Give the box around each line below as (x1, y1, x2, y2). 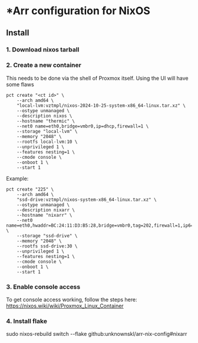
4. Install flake (6, 317, 47, 325)
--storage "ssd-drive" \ (16, 233, 78, 239)
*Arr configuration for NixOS (6, 4, 150, 18)
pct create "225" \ (6, 186, 54, 192)
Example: (6, 175, 29, 182)
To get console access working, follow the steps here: (6, 296, 137, 303)
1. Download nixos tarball (6, 45, 80, 54)
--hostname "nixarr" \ (16, 212, 72, 218)
